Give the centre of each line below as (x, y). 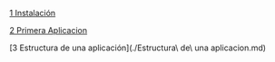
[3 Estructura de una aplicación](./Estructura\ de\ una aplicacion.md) (137, 48)
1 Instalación (33, 13)
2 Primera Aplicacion (49, 30)
